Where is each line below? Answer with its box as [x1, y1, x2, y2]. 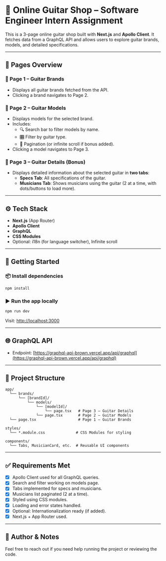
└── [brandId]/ [18, 395, 50, 401]
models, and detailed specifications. [5, 42, 79, 47]
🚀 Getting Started [5, 258, 60, 266]
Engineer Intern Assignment [5, 15, 123, 26]
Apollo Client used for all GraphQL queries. [12, 475, 100, 480]
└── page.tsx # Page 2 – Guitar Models [36, 413, 132, 418]
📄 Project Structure [5, 374, 65, 382]
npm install [5, 286, 30, 291]
